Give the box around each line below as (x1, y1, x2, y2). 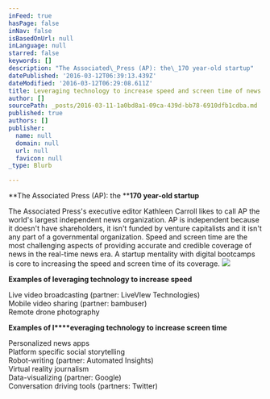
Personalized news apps (8, 339, 90, 348)
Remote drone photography (8, 307, 100, 317)
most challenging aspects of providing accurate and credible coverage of (8, 241, 252, 251)
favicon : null (15, 154, 63, 162)
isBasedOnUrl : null (8, 34, 74, 43)
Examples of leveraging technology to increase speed (8, 275, 193, 285)
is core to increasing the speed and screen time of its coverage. (8, 259, 220, 268)
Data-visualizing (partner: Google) (8, 372, 123, 383)
